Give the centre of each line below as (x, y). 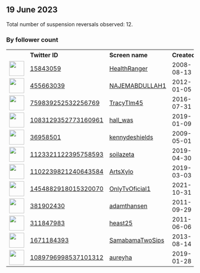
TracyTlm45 (126, 103)
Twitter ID (44, 55)
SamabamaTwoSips (137, 240)
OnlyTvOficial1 (130, 189)
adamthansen (128, 206)
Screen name (128, 55)
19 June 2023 (32, 10)
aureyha (121, 257)
